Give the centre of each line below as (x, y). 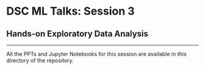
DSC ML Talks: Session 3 (71, 11)
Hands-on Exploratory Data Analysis (77, 34)
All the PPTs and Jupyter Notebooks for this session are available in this (97, 54)
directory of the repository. (40, 60)
